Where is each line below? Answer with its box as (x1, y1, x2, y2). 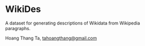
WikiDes (5, 3, 41, 15)
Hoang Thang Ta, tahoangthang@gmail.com (5, 35, 97, 41)
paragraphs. (5, 25, 31, 31)
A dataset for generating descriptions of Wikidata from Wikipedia (5, 20, 140, 26)
